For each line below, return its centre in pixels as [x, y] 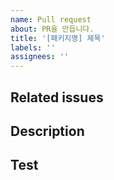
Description [47, 131]
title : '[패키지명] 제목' [58, 38]
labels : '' [33, 47]
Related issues [57, 97]
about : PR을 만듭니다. [52, 29]
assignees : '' [40, 57]
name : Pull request [51, 19]
